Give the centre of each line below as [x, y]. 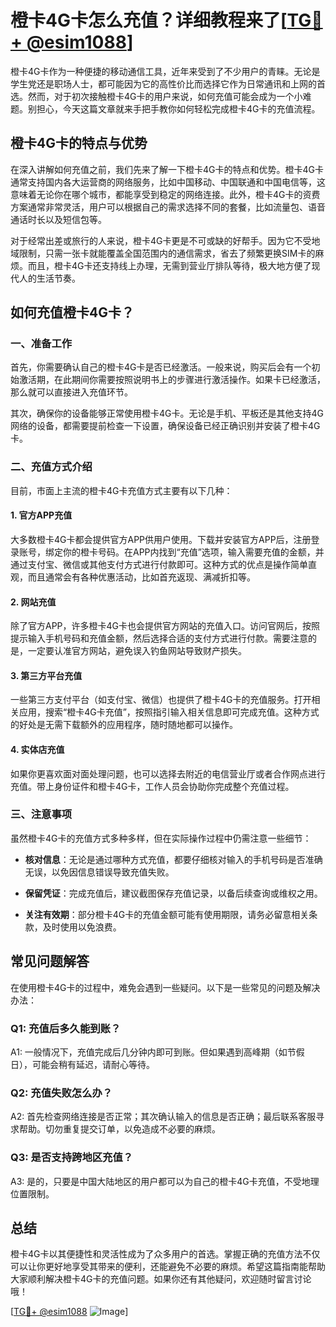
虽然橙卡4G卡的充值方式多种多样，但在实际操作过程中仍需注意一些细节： [161, 838]
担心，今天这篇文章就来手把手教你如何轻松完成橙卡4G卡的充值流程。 [178, 108]
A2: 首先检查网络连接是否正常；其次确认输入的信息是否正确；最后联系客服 [163, 1117]
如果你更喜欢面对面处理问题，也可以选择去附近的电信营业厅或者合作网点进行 [168, 773]
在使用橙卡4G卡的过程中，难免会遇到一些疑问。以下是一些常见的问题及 [156, 987]
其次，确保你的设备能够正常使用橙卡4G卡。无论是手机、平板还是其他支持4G [167, 413]
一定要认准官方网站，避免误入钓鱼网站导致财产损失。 [137, 651]
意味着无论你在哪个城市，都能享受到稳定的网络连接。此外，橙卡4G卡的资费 [165, 194]
